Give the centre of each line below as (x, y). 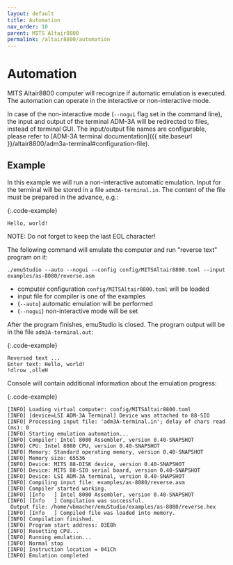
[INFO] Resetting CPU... (43, 531)
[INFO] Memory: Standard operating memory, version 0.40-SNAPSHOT (105, 452)
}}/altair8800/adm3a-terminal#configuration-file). (78, 144)
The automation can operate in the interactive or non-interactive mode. (109, 101)
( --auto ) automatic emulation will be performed (85, 303)
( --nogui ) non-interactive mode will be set (78, 311)
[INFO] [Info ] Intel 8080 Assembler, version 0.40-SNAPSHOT (101, 495)
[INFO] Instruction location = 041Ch (62, 549)
